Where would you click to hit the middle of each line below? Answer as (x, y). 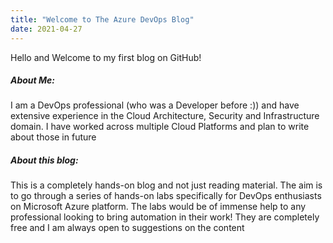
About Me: (33, 80)
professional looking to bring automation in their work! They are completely (165, 217)
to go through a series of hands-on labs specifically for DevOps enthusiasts (166, 196)
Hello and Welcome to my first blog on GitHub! (106, 57)
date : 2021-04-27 (46, 29)
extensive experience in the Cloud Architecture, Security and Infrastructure (165, 116)
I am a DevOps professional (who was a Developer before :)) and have (155, 105)
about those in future (53, 137)
